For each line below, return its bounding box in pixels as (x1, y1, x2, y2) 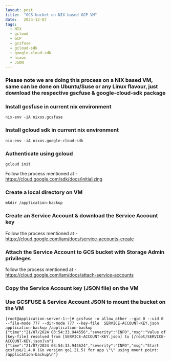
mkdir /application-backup (5, 200, 63, 206)
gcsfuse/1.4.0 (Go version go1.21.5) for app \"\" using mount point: (5, 348, 159, 353)
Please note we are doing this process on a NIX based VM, (5, 77, 153, 84)
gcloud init (5, 162, 31, 167)
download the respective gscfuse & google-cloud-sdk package (5, 89, 166, 97)
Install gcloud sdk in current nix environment (5, 126, 119, 133)
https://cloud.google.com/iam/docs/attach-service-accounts (5, 271, 134, 278)
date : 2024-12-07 (5, 17, 47, 22)
